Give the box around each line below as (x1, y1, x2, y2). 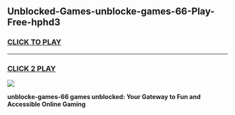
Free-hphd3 (7, 17, 61, 29)
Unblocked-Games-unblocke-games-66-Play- (7, 6, 215, 17)
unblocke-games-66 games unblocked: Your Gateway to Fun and (7, 92, 201, 100)
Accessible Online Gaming (7, 100, 86, 108)
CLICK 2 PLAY (7, 63, 56, 73)
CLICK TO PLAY (7, 38, 62, 47)
